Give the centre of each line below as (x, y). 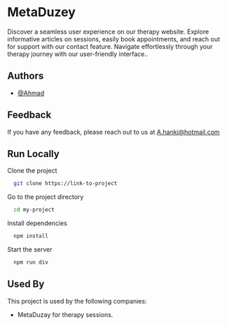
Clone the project (32, 171)
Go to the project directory (46, 197)
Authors (26, 76)
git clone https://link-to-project (66, 184)
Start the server (30, 249)
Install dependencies (37, 223)
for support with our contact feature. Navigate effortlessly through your (110, 46)
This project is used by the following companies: (77, 301)
